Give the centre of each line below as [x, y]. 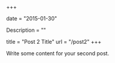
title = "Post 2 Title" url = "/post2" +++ [54, 42]
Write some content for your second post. [58, 53]
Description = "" [26, 30]
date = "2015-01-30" [32, 18]
